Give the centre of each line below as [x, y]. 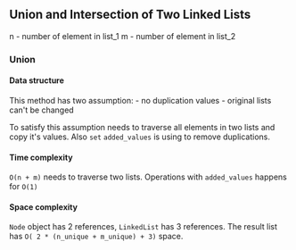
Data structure [37, 80]
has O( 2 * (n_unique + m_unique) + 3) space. [96, 237]
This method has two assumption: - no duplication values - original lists [140, 100]
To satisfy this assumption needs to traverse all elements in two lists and [142, 127]
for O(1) [24, 187]
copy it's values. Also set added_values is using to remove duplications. [140, 137]
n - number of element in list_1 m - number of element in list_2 [123, 36]
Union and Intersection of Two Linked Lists [130, 15]
